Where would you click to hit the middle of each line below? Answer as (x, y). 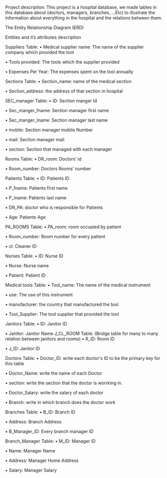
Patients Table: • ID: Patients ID (37, 178)
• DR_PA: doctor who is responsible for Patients (54, 207)
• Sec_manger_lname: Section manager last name (57, 120)
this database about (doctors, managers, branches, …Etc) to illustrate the (80, 13)
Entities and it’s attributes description (43, 37)
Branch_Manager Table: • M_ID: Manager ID (50, 441)
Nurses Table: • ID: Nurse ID (34, 256)
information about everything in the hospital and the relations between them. (84, 18)
